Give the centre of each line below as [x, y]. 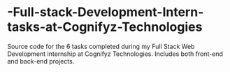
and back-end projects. [41, 61]
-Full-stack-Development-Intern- [106, 12]
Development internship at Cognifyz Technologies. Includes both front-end [115, 54]
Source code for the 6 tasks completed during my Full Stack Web [101, 46]
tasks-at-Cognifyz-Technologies [105, 27]
